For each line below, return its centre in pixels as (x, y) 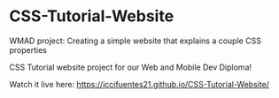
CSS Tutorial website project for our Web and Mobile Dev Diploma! (131, 67)
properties (28, 49)
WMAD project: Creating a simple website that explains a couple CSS (135, 41)
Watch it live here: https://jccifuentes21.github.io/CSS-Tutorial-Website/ (139, 84)
